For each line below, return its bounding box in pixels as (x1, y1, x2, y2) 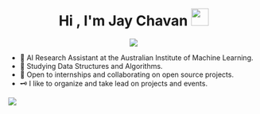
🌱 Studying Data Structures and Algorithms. (19, 61, 163, 70)
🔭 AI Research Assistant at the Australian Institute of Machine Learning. (19, 52, 254, 63)
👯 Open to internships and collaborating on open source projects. (19, 70, 235, 79)
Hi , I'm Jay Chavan (58, 12, 188, 30)
